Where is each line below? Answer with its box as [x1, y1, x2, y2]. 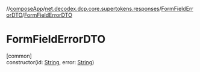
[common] [6, 52, 32, 59]
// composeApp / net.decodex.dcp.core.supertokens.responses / [6, 5, 161, 12]
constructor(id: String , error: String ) [6, 58, 95, 65]
